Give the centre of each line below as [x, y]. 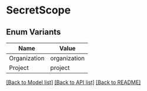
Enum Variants [34, 32]
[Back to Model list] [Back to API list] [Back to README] [73, 82]
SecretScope [39, 10]
